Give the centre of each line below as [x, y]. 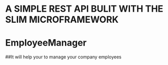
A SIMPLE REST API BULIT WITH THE [84, 9]
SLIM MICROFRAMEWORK [62, 20]
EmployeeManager [46, 43]
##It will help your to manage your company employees [63, 57]
